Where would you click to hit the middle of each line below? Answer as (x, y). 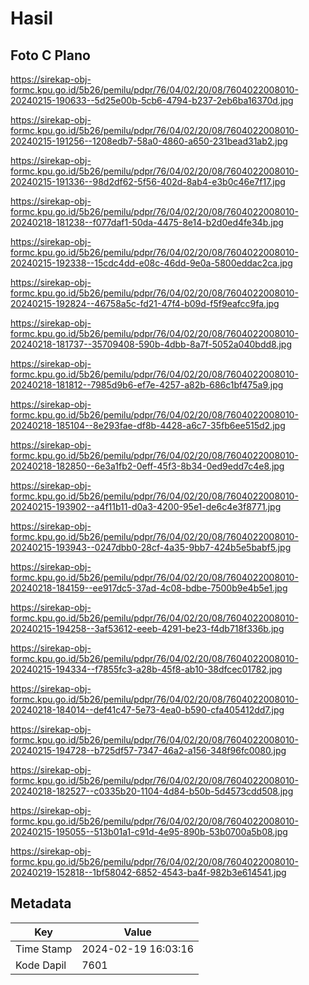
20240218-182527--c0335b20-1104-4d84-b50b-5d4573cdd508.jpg (152, 791)
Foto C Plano (50, 55)
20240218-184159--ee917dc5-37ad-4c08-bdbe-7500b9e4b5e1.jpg (149, 588)
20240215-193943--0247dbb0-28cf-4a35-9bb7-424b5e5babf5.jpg (151, 547)
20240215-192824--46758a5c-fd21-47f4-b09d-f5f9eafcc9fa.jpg (145, 303)
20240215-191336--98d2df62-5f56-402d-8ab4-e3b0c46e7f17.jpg (148, 181)
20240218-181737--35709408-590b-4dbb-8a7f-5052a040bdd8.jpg (151, 344)
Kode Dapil (41, 965)
